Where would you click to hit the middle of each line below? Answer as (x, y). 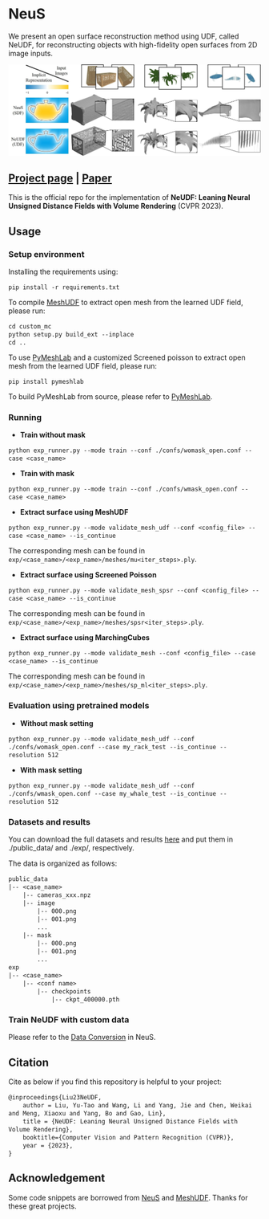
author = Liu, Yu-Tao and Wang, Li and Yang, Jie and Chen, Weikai (137, 1106)
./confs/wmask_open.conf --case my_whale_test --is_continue (112, 793)
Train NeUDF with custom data (69, 1019)
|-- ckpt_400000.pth (85, 999)
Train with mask (47, 474)
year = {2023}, (48, 1146)
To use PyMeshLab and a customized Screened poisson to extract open (127, 357)
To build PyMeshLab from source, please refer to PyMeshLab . (110, 397)
